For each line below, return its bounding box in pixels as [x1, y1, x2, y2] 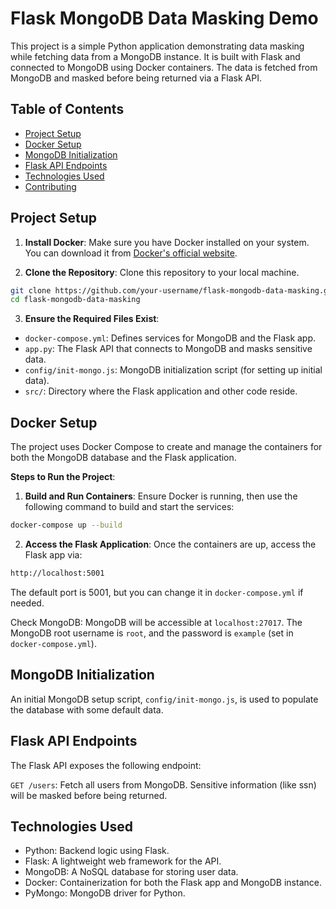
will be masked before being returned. [10, 789, 168, 801]
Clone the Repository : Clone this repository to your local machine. [24, 266, 300, 278]
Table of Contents [10, 101, 125, 118]
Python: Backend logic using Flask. [24, 845, 170, 857]
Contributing [24, 180, 77, 192]
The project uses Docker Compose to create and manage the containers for [10, 441, 323, 453]
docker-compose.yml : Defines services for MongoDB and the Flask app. [24, 332, 317, 344]
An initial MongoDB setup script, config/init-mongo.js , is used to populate [10, 693, 319, 705]
